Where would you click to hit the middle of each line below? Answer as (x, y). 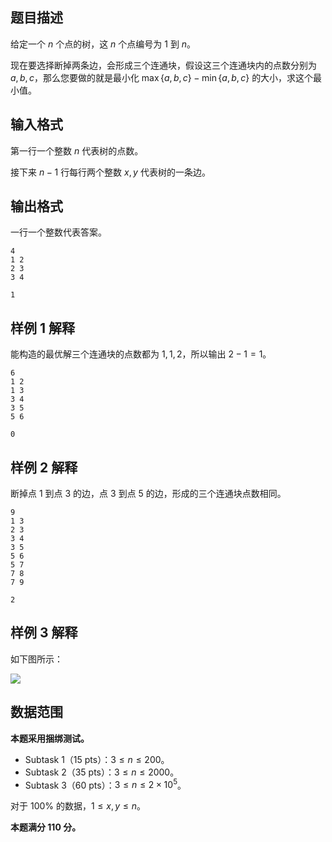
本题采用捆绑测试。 (50, 738)
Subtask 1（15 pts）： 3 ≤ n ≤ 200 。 (97, 759)
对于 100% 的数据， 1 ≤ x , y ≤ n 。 (78, 806)
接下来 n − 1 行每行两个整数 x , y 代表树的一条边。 (110, 172)
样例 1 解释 (43, 328)
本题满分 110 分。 (46, 827)
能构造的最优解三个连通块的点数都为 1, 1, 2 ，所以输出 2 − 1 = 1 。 (141, 354)
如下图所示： (36, 659)
